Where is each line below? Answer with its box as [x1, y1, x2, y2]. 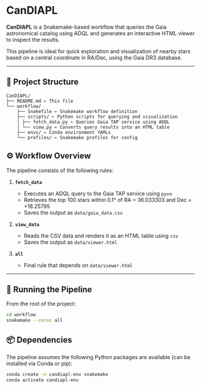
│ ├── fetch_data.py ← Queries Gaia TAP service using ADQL [17, 119, 170, 125]
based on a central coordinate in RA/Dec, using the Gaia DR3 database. [6, 54, 182, 61]
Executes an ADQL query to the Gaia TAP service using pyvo [23, 189, 172, 197]
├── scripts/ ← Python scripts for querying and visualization [17, 114, 178, 120]
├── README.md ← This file [6, 98, 74, 104]
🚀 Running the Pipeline [6, 284, 93, 295]
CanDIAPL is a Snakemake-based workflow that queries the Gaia [6, 23, 167, 30]
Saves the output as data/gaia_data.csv [23, 209, 123, 216]
